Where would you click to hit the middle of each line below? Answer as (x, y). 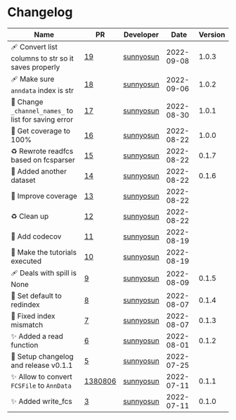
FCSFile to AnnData (41, 386)
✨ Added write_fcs (41, 401)
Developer (141, 34)
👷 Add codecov (36, 236)
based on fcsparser (43, 160)
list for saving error (42, 119)
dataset (24, 180)
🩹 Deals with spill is (44, 273)
